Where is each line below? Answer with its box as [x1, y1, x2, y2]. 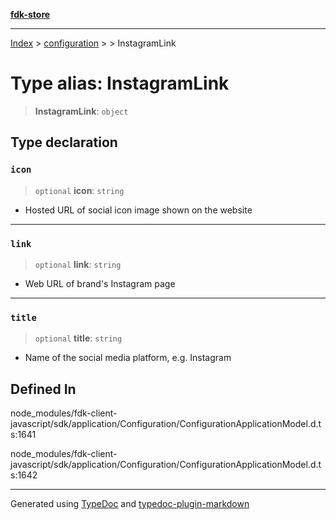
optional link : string [34, 258, 122, 270]
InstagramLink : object [34, 105, 129, 117]
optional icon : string [34, 184, 125, 196]
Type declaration [10, 134, 118, 151]
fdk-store [10, 9, 51, 20]
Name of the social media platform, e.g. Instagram [24, 352, 232, 364]
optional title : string [34, 332, 123, 344]
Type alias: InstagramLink [10, 72, 230, 95]
